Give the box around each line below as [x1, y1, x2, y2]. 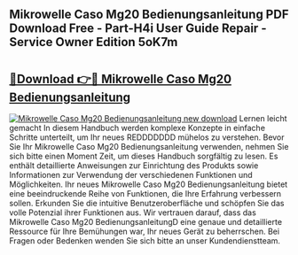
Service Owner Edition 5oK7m [9, 35, 178, 50]
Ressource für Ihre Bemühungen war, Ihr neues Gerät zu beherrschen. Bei [9, 226, 280, 236]
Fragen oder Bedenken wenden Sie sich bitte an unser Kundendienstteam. [9, 236, 281, 246]
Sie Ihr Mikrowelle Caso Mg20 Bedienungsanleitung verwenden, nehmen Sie [9, 142, 289, 151]
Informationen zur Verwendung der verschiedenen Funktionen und [9, 170, 253, 180]
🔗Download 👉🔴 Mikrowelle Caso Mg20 [9, 71, 232, 87]
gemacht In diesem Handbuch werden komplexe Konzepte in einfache [9, 123, 266, 133]
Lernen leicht [239, 113, 287, 123]
